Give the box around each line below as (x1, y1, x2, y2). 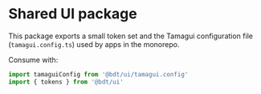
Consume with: (8, 55, 59, 65)
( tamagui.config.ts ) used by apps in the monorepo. (8, 39, 180, 49)
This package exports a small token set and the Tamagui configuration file (8, 31, 253, 41)
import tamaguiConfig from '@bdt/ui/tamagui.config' (8, 70, 189, 78)
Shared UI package (8, 5, 138, 23)
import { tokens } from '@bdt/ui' (8, 77, 124, 86)
